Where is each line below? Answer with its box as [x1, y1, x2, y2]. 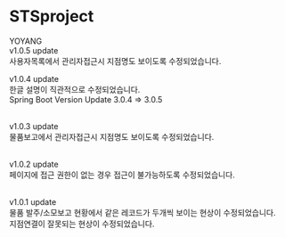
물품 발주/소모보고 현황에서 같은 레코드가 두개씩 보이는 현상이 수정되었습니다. [9, 207, 276, 217]
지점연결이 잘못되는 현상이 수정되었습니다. [9, 218, 155, 229]
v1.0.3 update [9, 120, 59, 131]
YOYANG [9, 36, 43, 46]
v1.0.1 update [9, 196, 57, 207]
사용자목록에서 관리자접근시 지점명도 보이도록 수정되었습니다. [9, 55, 222, 66]
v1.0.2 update [9, 159, 60, 169]
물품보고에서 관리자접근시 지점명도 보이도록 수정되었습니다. [9, 131, 215, 142]
